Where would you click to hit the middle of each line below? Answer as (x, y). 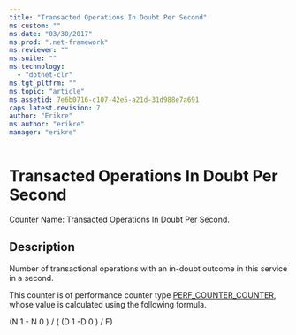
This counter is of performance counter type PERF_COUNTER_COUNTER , (143, 295)
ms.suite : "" (33, 58)
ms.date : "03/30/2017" (51, 34)
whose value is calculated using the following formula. (108, 304)
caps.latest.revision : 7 (55, 108)
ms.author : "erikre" (47, 125)
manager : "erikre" (43, 133)
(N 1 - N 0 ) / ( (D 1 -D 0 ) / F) (61, 321)
